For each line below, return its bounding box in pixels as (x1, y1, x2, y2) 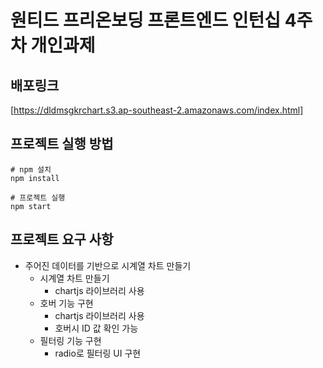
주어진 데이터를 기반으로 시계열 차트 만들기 (24, 259, 192, 271)
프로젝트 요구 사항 (10, 231, 114, 248)
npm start (10, 201, 52, 211)
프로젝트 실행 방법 (10, 136, 114, 153)
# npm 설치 (10, 164, 52, 175)
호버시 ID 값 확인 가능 (54, 322, 139, 334)
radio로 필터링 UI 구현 (54, 347, 142, 359)
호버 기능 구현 (39, 297, 94, 309)
